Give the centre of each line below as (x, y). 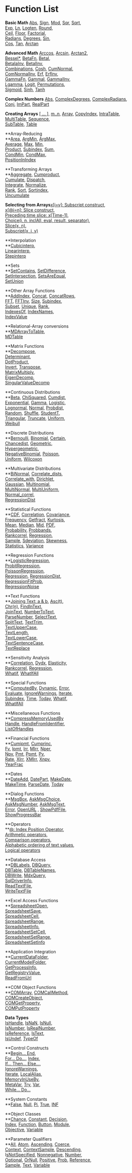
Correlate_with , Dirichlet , (30, 479)
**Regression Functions (29, 555)
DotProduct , (17, 362)
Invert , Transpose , (23, 367)
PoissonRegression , (25, 571)
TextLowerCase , (21, 638)
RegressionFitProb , (24, 581)
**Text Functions (23, 596)
